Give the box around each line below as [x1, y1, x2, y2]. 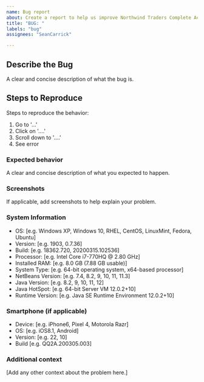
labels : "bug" [6, 26, 42, 32]
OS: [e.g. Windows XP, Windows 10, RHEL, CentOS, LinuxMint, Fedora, [15, 227, 192, 234]
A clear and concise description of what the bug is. [6, 75, 134, 83]
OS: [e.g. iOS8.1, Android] [15, 327, 79, 334]
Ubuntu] [15, 233, 36, 240]
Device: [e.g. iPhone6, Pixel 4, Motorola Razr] [15, 320, 129, 328]
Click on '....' [15, 127, 46, 134]
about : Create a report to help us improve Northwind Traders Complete [6, 15, 191, 21]
